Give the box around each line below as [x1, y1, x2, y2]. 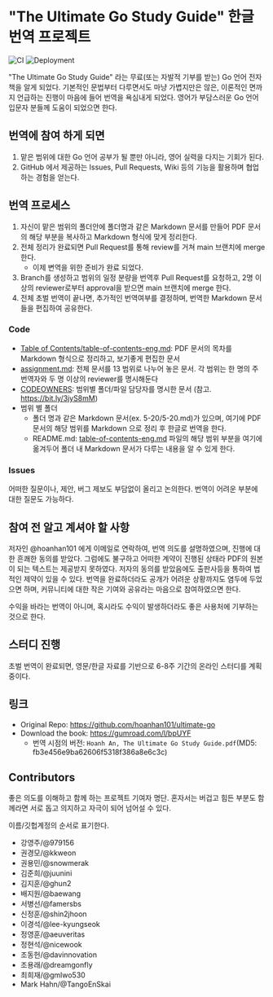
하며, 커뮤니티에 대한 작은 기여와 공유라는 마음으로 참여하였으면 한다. [23, 584, 241, 594]
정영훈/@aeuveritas [20, 929, 86, 939]
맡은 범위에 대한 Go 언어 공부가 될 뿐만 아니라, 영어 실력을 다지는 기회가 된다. [20, 152, 265, 161]
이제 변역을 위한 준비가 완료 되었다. [32, 262, 144, 272]
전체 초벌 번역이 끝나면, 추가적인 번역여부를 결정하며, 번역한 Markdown [20, 292, 248, 302]
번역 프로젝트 [8, 28, 91, 46]
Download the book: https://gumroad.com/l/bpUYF [20, 728, 192, 738]
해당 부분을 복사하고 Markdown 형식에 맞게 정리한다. [29, 231, 197, 241]
